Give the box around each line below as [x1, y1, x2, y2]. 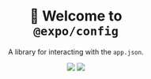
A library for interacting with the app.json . [8, 47, 144, 56]
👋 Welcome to [29, 7, 123, 25]
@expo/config [33, 24, 119, 39]
